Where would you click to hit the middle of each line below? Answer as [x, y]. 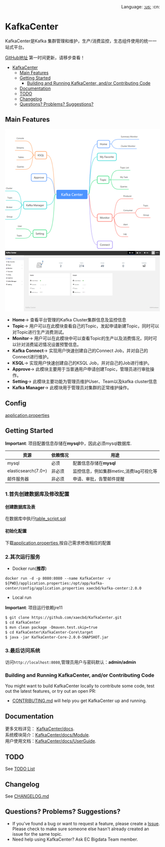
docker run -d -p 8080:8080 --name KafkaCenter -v [58, 578]
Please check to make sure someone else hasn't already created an [81, 829]
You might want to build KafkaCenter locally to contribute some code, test [80, 686]
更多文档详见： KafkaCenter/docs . [40, 729]
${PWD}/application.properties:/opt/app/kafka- [55, 583]
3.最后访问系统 [23, 650]
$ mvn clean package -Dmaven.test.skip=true [51, 627]
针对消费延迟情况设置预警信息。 [49, 344]
